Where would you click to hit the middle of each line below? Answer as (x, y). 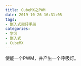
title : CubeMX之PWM (25, 10)
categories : (18, 29)
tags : (11, 19)
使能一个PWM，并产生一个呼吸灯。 (42, 58)
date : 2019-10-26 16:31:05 (34, 15)
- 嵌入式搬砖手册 (21, 24)
